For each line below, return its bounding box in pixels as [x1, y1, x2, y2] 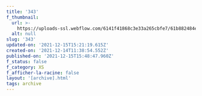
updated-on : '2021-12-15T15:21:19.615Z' [6, 42, 109, 48]
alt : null [11, 31, 36, 37]
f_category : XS [6, 64, 44, 70]
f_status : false [6, 58, 47, 64]
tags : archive [6, 81, 42, 87]
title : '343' [6, 8, 39, 15]
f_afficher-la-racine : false [6, 70, 79, 76]
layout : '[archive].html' [6, 75, 71, 81]
